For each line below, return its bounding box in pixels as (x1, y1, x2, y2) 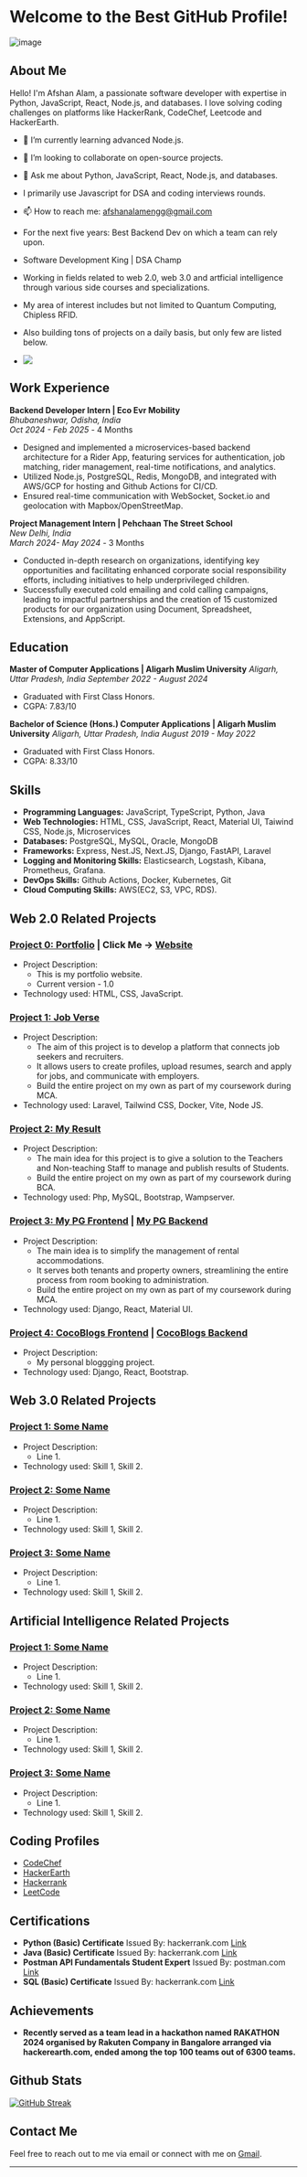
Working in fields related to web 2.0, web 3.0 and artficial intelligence (22, 272, 283, 283)
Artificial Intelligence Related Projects (9, 1613, 230, 1628)
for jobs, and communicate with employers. (36, 1071, 200, 1082)
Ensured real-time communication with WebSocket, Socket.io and (22, 490, 270, 501)
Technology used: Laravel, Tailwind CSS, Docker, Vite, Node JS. (22, 1100, 264, 1111)
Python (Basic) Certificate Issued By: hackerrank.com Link (22, 1937, 247, 1948)
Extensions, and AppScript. (22, 613, 126, 624)
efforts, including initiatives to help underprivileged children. (22, 574, 249, 585)
